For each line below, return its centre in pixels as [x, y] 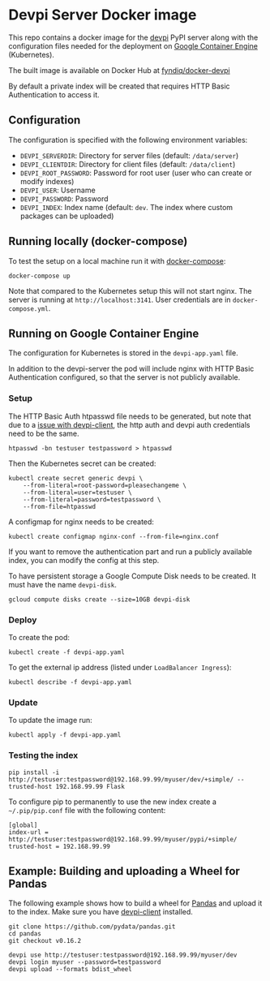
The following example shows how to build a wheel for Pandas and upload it [135, 903]
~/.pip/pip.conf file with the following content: [87, 810]
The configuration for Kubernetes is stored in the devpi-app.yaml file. [123, 353]
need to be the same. [44, 433]
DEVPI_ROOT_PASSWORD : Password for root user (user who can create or [136, 173]
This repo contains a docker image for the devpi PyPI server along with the [133, 37]
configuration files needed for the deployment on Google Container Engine [133, 45]
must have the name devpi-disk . [63, 584]
